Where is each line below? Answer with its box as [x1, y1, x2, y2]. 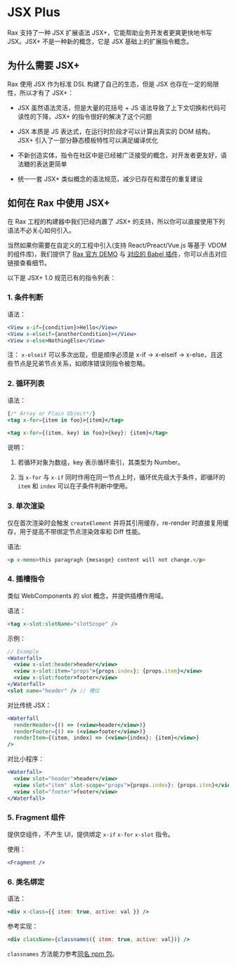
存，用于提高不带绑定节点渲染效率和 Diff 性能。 [7, 527, 145, 536]
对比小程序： [7, 755, 44, 763]
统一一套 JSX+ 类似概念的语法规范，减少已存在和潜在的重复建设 [17, 174, 203, 183]
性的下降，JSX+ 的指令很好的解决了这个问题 [23, 112, 152, 120]
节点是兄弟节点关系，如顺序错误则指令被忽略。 [13, 359, 149, 368]
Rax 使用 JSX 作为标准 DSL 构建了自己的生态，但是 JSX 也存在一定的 [7, 79, 207, 88]
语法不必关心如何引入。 [7, 226, 75, 234]
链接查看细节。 [7, 258, 51, 267]
